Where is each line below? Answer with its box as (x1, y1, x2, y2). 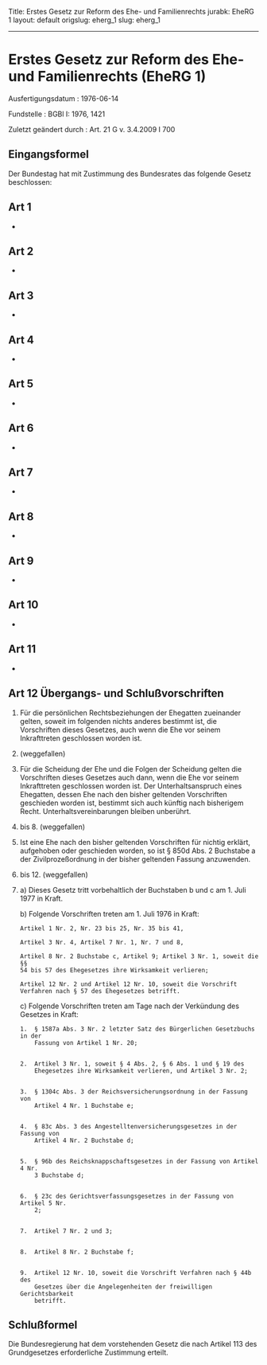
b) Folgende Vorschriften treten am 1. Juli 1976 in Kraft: (19, 909, 200, 918)
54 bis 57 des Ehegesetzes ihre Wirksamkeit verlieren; (19, 966, 209, 974)
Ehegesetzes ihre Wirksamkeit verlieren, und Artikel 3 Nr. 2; (34, 1066, 248, 1074)
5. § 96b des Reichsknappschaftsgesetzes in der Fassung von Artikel (19, 1157, 259, 1165)
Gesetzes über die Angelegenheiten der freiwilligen (34, 1282, 213, 1291)
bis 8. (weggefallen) (19, 822, 86, 831)
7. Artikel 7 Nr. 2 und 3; (19, 1226, 113, 1235)
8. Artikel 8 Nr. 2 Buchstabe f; (19, 1248, 134, 1256)
